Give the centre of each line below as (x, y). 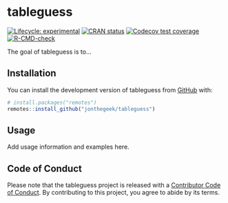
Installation (32, 73)
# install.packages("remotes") (52, 103)
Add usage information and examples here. (68, 147)
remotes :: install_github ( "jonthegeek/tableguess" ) (81, 109)
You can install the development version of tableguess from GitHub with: (110, 89)
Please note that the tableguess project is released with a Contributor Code (114, 185)
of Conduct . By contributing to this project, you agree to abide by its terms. (114, 193)
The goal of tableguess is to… (49, 52)
